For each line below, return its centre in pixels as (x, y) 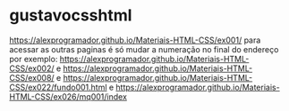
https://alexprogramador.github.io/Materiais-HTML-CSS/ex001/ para (135, 40)
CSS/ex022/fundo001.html (58, 87)
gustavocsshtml (71, 16)
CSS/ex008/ (32, 77)
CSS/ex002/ (32, 68)
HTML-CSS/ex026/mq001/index (68, 96)
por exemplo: (34, 59)
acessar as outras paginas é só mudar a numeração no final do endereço (144, 49)
